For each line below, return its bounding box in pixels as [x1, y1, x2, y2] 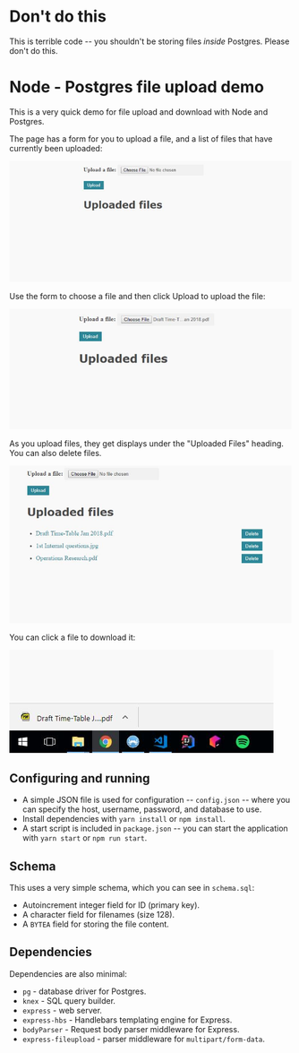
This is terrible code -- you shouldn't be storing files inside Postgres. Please [9, 36, 290, 47]
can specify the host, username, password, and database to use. [21, 804, 262, 815]
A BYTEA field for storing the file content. [21, 919, 170, 929]
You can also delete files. [9, 447, 102, 458]
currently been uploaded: [9, 142, 103, 153]
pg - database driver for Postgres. [21, 986, 147, 997]
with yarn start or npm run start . [21, 833, 148, 843]
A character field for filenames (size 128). [21, 909, 175, 919]
